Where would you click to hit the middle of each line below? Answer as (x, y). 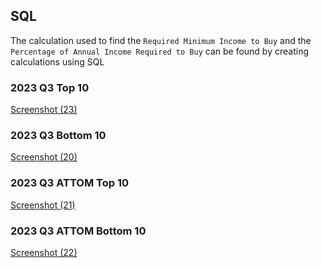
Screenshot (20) (44, 157)
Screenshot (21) (43, 205)
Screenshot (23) (44, 110)
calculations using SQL (57, 61)
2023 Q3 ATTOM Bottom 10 (78, 231)
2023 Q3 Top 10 (50, 87)
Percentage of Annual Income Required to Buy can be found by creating (159, 51)
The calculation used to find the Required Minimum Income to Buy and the (161, 40)
